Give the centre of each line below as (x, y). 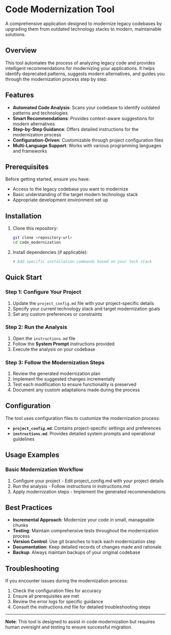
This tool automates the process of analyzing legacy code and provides (80, 63)
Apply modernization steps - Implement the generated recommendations (89, 491)
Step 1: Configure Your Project (43, 292)
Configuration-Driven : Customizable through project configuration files (88, 140)
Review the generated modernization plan (56, 373)
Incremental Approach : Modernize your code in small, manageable (83, 520)
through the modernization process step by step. (56, 79)
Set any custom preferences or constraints (58, 314)
